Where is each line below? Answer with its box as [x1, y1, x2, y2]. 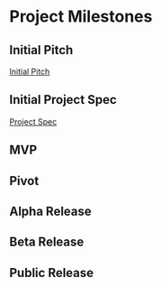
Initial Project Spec [9, 92, 117, 107]
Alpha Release [9, 203, 92, 218]
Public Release [9, 264, 94, 281]
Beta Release [9, 235, 85, 250]
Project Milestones [9, 6, 153, 27]
